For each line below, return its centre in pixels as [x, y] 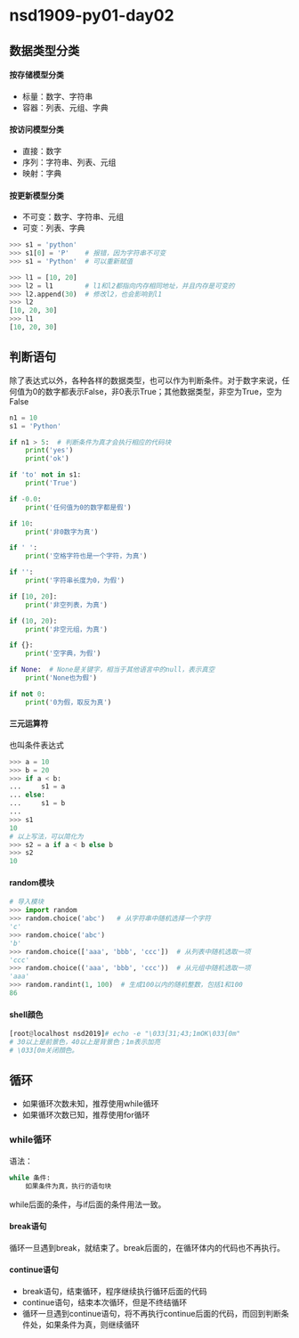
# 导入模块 [27, 902]
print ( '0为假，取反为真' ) [69, 702]
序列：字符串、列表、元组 [69, 162]
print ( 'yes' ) [49, 451]
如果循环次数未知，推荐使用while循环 [90, 1103]
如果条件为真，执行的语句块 [69, 1186]
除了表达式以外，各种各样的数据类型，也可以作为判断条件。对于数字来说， [145, 380]
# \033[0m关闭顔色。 [44, 1050]
